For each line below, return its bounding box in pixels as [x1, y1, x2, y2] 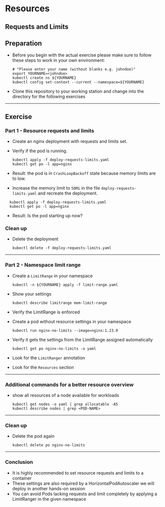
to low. [12, 175, 26, 182]
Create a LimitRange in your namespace [12, 273, 93, 279]
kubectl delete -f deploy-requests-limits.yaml [12, 246, 111, 251]
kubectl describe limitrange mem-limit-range [12, 300, 107, 305]
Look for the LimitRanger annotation [12, 355, 85, 361]
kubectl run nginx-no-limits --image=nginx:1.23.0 [12, 328, 118, 333]
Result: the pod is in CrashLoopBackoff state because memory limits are [12, 170, 156, 176]
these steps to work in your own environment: [12, 57, 106, 63]
